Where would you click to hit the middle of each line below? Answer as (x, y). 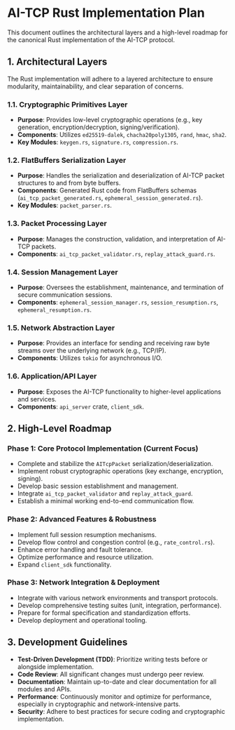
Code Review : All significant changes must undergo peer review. (111, 674)
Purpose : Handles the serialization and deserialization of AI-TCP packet (121, 175)
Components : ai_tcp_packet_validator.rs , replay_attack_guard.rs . (116, 253)
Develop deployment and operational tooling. (82, 620)
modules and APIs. (44, 689)
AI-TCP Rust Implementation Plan (106, 13)
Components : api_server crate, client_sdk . (81, 406)
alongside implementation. (56, 666)
